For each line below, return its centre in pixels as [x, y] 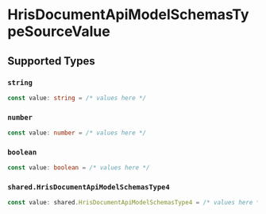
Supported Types [52, 61]
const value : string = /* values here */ [77, 98]
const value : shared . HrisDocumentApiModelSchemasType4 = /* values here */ [135, 203]
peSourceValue [59, 31]
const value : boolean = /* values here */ [79, 168]
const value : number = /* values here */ [77, 133]
